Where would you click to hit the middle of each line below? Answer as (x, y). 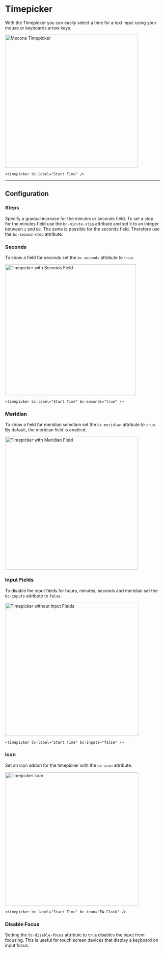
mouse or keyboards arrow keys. (38, 28)
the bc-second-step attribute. (34, 234)
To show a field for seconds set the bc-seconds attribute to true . (69, 257)
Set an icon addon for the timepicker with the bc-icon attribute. (69, 765)
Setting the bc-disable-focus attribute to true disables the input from (75, 935)
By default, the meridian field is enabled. (46, 430)
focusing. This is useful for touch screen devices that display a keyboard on (82, 940)
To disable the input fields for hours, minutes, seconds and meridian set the (82, 590)
